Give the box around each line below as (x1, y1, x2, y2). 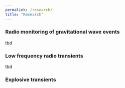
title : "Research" (5, 12, 44, 17)
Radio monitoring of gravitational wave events (5, 28, 120, 35)
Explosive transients (5, 76, 56, 83)
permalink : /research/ (5, 7, 53, 12)
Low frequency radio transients (5, 52, 84, 59)
